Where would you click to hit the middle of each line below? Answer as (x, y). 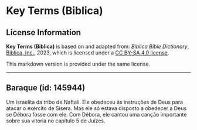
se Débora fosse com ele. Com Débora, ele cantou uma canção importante (96, 114)
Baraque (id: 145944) (46, 88)
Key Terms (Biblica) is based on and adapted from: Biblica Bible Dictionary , (98, 46)
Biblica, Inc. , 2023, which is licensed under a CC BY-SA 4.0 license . (88, 53)
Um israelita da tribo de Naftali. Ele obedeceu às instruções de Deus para (95, 102)
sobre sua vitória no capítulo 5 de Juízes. (56, 121)
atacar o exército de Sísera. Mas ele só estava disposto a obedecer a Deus (96, 108)
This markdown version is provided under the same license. (78, 64)
